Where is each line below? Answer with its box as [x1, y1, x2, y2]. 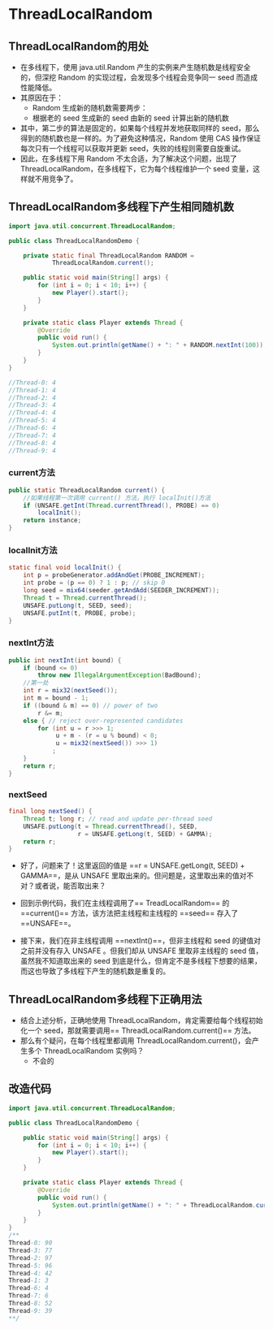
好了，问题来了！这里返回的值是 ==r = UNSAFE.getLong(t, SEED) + [19, 860, 245, 870]
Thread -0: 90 [8, 1239, 53, 1247]
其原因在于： [19, 93, 63, 102]
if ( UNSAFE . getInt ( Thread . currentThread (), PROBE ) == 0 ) [23, 501, 220, 509]
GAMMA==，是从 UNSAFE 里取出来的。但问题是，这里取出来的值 [19, 871, 240, 881]
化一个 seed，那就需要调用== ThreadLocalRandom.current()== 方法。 [19, 1025, 256, 1036]
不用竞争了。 [34, 174, 78, 184]
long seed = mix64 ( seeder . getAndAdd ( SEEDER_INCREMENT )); [23, 587, 220, 595]
